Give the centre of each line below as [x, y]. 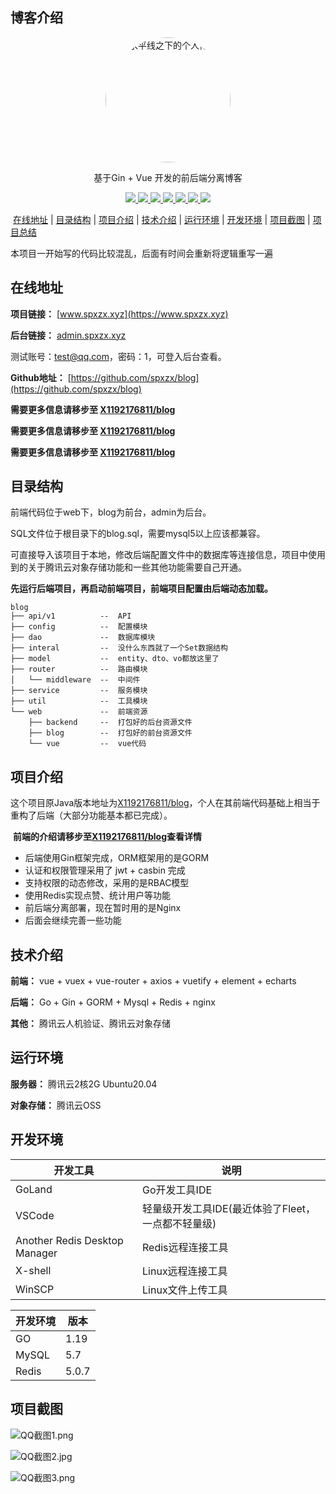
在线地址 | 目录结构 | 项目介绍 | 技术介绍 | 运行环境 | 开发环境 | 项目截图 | [161, 219]
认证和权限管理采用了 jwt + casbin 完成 [105, 870]
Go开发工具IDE [177, 1190]
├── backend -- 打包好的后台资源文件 [110, 723]
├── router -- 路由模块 [79, 669]
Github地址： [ [41, 377]
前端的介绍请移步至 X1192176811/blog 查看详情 [107, 837]
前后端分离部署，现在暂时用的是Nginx [103, 908]
